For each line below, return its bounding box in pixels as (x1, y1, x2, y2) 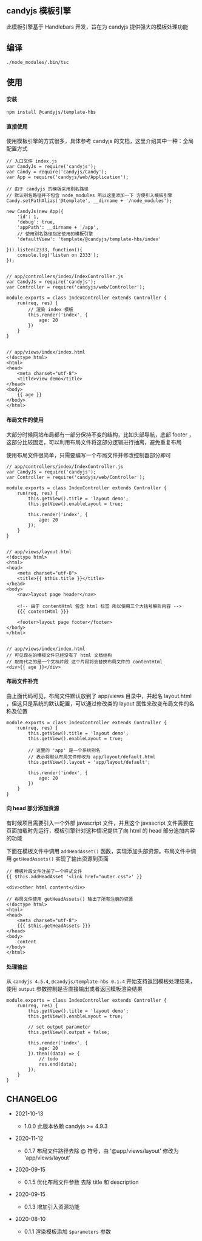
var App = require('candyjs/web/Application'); (6, 174, 129, 181)
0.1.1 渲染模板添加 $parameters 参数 (24, 1228, 111, 1236)
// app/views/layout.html (6, 548, 72, 555)
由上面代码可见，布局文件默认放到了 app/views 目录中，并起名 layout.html (6, 692, 192, 699)
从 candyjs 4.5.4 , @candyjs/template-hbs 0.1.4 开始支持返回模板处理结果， (6, 977, 196, 985)
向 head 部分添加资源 (6, 805, 59, 812)
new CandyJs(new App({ (6, 209, 64, 215)
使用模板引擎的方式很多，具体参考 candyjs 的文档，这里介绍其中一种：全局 (6, 138, 194, 145)
